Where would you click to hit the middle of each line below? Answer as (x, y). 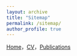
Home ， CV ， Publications (38, 47)
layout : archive (27, 12)
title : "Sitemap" (28, 18)
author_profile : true (34, 29)
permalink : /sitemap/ (34, 23)
